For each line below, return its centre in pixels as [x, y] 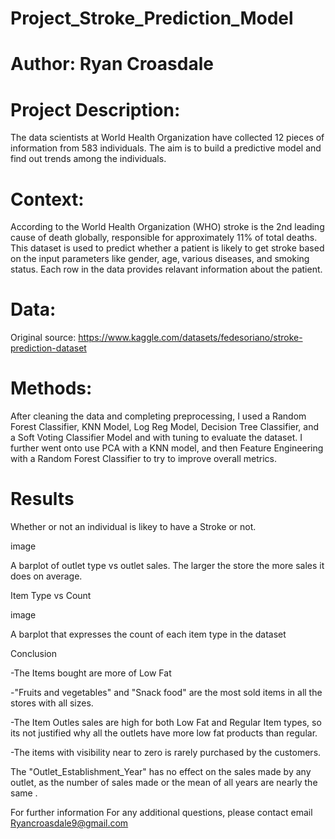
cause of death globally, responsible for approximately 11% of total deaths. [164, 238]
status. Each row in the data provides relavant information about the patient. [166, 269]
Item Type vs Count [51, 596]
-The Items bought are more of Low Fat [91, 673]
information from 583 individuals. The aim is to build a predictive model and [166, 148]
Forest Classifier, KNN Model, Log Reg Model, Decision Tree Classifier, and [165, 427]
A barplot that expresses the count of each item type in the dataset [148, 634]
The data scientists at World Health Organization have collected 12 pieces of [167, 138]
